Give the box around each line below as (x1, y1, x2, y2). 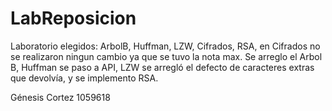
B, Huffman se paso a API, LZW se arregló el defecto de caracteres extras (10, 61, 315, 73)
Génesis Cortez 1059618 (10, 91, 111, 103)
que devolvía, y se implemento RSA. (10, 72, 159, 84)
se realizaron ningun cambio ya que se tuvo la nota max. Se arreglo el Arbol (10, 50, 323, 62)
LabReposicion (10, 7, 137, 30)
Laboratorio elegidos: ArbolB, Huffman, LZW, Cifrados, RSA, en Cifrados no (10, 40, 321, 52)
